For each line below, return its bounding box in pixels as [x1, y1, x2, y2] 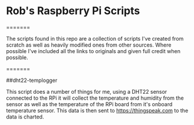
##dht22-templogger [6, 77, 58, 84]
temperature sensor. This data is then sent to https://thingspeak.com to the [6, 107, 189, 114]
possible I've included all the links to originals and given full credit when [6, 47, 181, 54]
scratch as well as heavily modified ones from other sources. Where [6, 41, 172, 48]
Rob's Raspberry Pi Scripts [6, 4, 140, 18]
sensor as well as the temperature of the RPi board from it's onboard [6, 100, 173, 107]
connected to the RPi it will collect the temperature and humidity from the [6, 94, 184, 101]
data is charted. [6, 113, 44, 120]
